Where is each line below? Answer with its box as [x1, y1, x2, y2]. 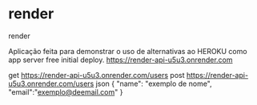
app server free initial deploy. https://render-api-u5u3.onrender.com [8, 55, 234, 64]
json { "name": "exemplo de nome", [95, 79, 212, 88]
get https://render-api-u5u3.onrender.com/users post [8, 70, 186, 80]
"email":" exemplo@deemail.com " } [8, 87, 123, 96]
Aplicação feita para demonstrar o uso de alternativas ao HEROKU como [8, 46, 247, 56]
